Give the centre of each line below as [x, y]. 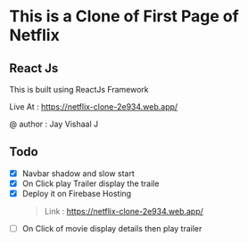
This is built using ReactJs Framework [79, 89]
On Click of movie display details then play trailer [112, 228]
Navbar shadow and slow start [79, 173]
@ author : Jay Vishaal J [54, 124]
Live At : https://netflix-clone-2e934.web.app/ [94, 107]
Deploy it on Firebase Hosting [77, 193]
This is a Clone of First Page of [124, 16]
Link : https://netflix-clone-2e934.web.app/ [124, 211]
